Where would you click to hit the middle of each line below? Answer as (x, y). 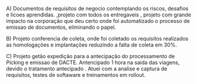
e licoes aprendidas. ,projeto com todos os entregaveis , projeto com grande (98, 15)
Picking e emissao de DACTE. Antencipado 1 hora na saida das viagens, (93, 62)
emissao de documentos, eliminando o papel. (61, 27)
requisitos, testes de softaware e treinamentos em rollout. (76, 75)
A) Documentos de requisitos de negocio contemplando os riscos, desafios (97, 9)
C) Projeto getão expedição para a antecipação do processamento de (91, 56)
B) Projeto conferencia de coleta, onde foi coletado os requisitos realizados (97, 38)
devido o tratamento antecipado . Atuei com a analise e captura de (87, 69)
